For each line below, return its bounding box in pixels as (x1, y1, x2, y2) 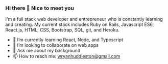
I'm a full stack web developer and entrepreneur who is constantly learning (5, 16, 163, 22)
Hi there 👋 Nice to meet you (5, 5, 74, 12)
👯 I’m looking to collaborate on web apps (12, 42, 99, 48)
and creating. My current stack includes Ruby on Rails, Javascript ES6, (5, 21, 154, 27)
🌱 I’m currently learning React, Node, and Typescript (12, 37, 124, 43)
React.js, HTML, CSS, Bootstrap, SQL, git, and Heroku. (5, 27, 120, 33)
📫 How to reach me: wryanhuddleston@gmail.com (12, 53, 121, 59)
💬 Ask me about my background (12, 48, 81, 54)
